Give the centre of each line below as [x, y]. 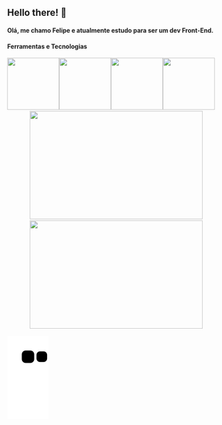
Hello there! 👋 [37, 13]
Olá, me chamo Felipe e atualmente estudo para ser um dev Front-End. [110, 30]
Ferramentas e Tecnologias [47, 46]
